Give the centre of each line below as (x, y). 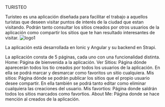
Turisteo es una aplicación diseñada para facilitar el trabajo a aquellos (76, 17)
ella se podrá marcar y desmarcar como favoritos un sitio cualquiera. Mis (80, 73)
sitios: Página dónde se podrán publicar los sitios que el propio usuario (78, 78)
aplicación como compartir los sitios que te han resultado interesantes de (80, 32)
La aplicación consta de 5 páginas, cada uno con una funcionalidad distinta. (83, 57)
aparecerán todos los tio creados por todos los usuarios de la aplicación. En (82, 67)
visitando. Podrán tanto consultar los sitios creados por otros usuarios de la (82, 27)
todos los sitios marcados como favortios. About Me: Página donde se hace (82, 94)
